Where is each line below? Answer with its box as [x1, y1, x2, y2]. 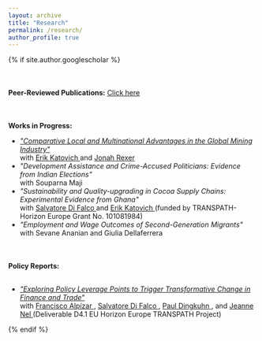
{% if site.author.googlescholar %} [8, 55, 121, 65]
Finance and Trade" [19, 293, 85, 302]
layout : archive [8, 11, 62, 20]
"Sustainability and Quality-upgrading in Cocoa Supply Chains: [19, 187, 226, 196]
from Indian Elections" [19, 170, 92, 180]
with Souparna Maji [19, 178, 83, 187]
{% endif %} [8, 324, 49, 335]
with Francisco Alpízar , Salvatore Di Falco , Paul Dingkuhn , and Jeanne [19, 301, 254, 311]
